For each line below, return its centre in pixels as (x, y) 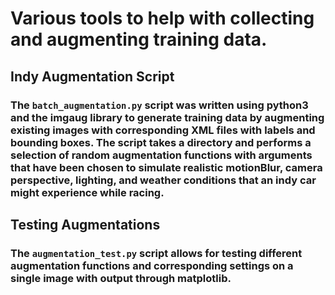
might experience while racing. (87, 192)
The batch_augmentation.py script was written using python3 (159, 105)
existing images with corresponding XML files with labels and (163, 130)
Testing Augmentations (85, 224)
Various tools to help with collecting (162, 18)
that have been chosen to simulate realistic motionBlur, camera (166, 167)
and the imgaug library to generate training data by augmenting (167, 117)
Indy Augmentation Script (92, 76)
